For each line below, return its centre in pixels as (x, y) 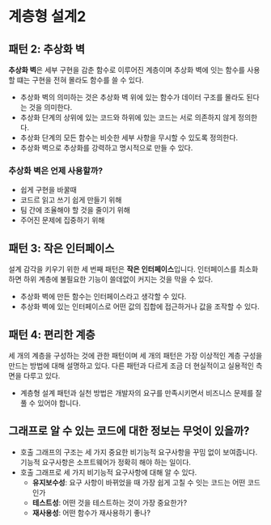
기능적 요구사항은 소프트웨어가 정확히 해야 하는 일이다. (106, 462)
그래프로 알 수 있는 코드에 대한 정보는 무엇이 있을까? (129, 431)
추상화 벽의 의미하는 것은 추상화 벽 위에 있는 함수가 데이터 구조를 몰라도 (132, 97)
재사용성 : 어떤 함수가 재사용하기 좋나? (91, 512)
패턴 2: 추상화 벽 (47, 49)
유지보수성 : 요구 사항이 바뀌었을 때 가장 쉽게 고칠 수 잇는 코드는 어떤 (139, 482)
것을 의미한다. (51, 107)
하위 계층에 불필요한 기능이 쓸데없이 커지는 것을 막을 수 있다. (118, 279)
